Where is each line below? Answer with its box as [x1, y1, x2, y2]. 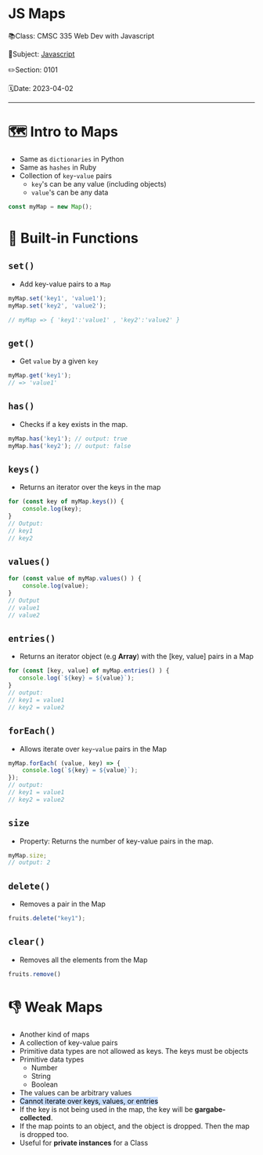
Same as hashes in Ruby [19, 162, 97, 172]
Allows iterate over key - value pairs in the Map [19, 744, 167, 753]
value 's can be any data [31, 188, 109, 197]
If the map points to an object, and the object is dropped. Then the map [19, 1121, 250, 1131]
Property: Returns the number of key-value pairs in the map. [19, 836, 214, 846]
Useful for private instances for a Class [19, 1138, 149, 1147]
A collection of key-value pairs [19, 1037, 118, 1048]
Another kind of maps [19, 1029, 90, 1039]
